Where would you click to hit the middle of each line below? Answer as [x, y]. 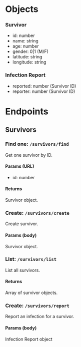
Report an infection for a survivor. [40, 317]
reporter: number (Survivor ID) [44, 91]
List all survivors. [22, 270]
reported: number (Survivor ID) [44, 86]
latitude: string [27, 57]
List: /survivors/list [31, 259]
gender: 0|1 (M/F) [30, 51]
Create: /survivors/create [37, 213]
